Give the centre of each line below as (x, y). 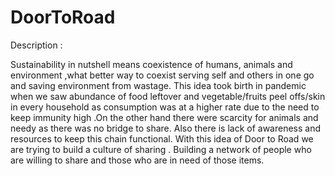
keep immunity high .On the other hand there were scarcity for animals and (164, 117)
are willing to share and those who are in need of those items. (137, 160)
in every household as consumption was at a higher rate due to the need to (165, 107)
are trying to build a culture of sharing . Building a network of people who (161, 149)
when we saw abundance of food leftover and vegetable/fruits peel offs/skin (168, 96)
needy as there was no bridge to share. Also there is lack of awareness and (166, 128)
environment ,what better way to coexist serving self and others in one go (162, 75)
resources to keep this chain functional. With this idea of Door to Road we (162, 138)
